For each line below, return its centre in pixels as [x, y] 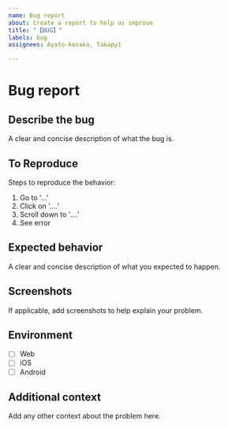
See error [35, 222]
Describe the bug [51, 119]
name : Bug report [37, 15]
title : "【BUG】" [36, 30]
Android [32, 372]
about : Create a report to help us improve [81, 23]
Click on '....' [39, 206]
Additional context [54, 397]
